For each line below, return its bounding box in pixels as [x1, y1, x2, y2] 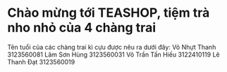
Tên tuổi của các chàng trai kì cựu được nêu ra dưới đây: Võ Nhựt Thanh [7, 43, 216, 51]
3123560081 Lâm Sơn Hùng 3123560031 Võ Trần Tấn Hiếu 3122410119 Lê [7, 50, 220, 59]
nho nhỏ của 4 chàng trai [7, 20, 157, 36]
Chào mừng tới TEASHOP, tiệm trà [7, 5, 210, 21]
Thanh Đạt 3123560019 [7, 57, 75, 66]
